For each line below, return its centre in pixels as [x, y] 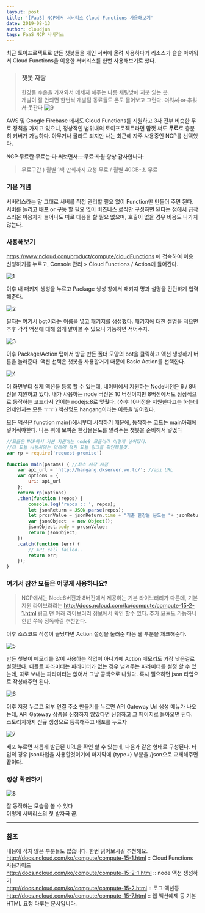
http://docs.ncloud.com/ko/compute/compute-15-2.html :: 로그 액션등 [93, 889]
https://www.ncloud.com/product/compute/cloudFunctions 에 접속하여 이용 [100, 256]
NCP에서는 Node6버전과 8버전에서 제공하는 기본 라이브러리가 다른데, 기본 [110, 598]
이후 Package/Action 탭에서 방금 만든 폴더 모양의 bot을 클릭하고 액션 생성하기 [99, 354]
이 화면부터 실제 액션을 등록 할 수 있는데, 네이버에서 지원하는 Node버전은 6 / [97, 387]
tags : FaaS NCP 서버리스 [35, 35]
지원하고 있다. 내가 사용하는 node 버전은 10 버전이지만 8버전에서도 [96, 394]
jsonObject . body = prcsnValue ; [68, 527]
